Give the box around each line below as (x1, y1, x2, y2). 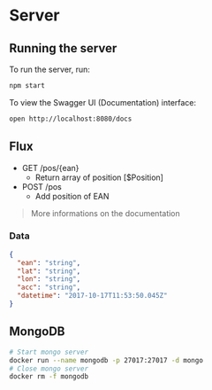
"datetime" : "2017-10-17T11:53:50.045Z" (17, 292, 168, 300)
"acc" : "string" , (17, 283, 81, 292)
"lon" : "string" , (17, 275, 81, 284)
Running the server (9, 41, 117, 56)
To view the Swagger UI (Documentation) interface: (9, 97, 197, 107)
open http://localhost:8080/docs (9, 114, 132, 123)
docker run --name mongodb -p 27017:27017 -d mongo (9, 355, 203, 364)
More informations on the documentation (30, 207, 181, 218)
